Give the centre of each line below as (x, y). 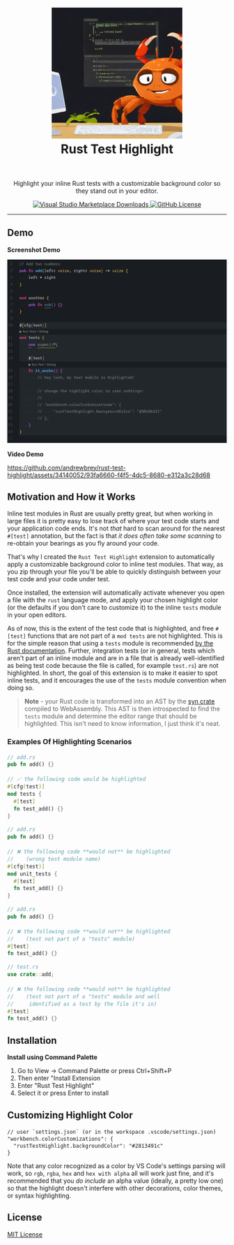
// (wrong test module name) (54, 859)
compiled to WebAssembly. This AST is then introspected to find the (122, 709)
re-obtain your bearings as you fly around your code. (83, 544)
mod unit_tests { (32, 874)
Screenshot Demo (34, 249)
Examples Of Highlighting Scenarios (70, 742)
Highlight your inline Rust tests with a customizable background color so (117, 183)
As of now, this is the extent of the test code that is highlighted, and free (111, 629)
